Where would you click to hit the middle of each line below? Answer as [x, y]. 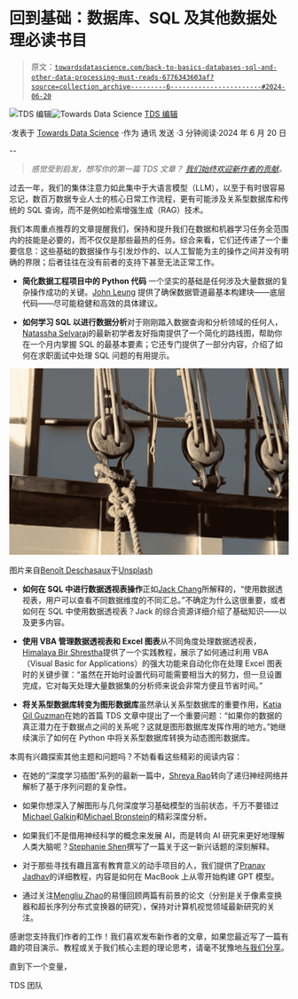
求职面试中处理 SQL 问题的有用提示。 [106, 355]
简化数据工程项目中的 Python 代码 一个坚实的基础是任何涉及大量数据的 [151, 281]
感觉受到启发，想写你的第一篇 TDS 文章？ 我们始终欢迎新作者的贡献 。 [158, 169]
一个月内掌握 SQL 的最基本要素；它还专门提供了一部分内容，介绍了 [153, 344]
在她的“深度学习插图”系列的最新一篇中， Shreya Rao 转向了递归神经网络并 [155, 775]
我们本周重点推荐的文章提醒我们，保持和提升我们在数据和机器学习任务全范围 [149, 228]
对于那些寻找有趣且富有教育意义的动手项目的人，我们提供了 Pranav [144, 865]
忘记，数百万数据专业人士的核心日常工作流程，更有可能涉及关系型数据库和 [145, 198]
